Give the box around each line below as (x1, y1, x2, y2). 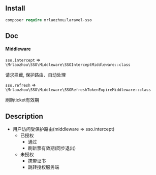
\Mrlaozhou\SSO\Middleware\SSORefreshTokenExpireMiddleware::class (5, 87, 151, 93)
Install (5, 4, 25, 13)
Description (5, 112, 43, 121)
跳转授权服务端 (27, 164, 59, 170)
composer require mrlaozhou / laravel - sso (5, 17, 92, 22)
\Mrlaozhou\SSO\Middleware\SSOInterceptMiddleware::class (5, 62, 131, 67)
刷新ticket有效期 (5, 97, 40, 103)
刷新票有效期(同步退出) (27, 145, 76, 151)
